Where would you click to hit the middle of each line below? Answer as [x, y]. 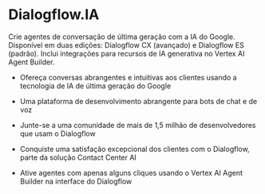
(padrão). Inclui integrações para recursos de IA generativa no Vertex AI [127, 53]
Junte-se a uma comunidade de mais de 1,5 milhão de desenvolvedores [138, 125]
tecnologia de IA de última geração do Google [95, 86]
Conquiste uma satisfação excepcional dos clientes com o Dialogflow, [134, 149]
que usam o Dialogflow [57, 134]
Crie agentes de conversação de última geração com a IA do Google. [122, 37]
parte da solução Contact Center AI [78, 157]
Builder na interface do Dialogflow [76, 181]
